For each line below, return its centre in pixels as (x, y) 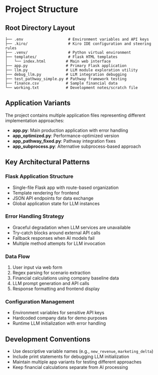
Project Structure (42, 9)
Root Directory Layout (40, 28)
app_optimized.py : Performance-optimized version (66, 135)
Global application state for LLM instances (56, 203)
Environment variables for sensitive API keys (58, 313)
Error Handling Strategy (35, 216)
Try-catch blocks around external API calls (56, 233)
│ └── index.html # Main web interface (58, 61)
